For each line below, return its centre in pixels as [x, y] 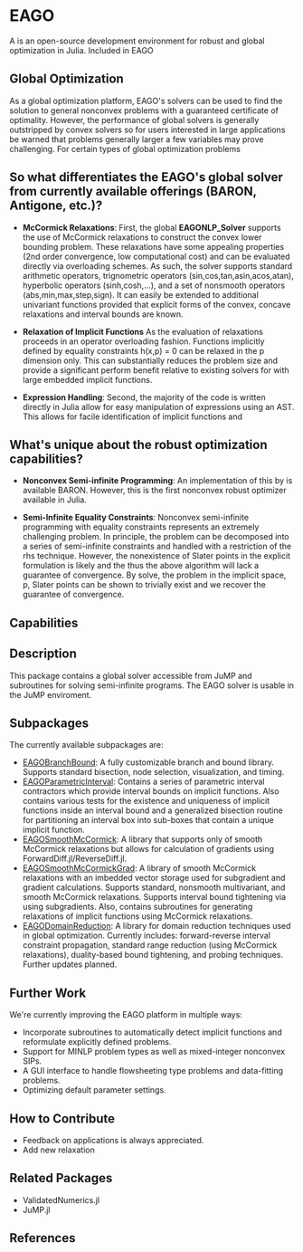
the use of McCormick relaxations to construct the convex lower [142, 237]
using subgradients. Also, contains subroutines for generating [137, 907]
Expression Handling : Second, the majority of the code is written [144, 397]
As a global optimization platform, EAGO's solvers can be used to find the [146, 100]
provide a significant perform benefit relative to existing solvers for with [156, 370]
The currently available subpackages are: [87, 745]
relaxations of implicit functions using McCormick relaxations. [137, 916]
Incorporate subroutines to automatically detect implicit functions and [152, 1032]
